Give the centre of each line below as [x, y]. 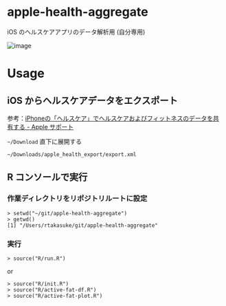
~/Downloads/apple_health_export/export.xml [72, 154]
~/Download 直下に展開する [45, 141]
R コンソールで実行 [47, 177]
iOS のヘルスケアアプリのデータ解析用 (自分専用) [76, 32]
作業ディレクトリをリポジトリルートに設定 [77, 199]
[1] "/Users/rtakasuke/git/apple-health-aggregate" [82, 225]
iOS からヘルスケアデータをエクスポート [92, 100]
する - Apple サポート [43, 127]
